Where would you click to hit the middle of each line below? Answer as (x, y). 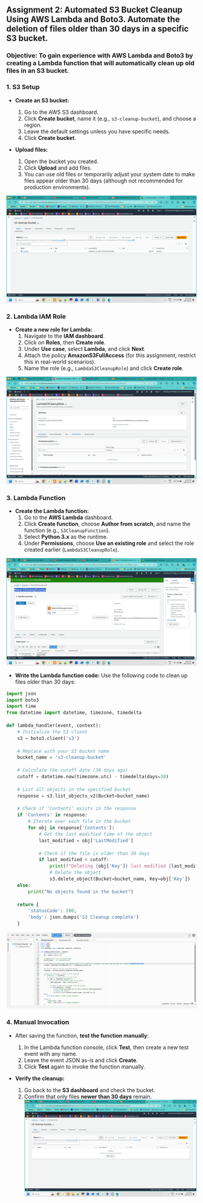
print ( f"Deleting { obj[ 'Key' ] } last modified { (110, 866)
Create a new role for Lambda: (53, 330)
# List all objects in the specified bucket (74, 789)
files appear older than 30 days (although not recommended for (103, 181)
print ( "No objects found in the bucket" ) (81, 891)
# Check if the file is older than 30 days (94, 853)
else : (24, 885)
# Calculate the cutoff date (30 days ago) (73, 770)
